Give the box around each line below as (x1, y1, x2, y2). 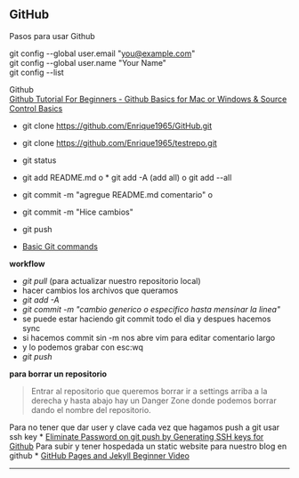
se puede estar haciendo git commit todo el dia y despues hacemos (21, 313, 271, 324)
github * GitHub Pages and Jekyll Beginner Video (9, 450, 190, 461)
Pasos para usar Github (9, 30, 95, 41)
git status (21, 155, 57, 166)
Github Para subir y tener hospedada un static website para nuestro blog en (9, 441, 287, 451)
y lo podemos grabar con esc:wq (21, 342, 144, 352)
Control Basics (9, 102, 63, 114)
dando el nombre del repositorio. (30, 404, 151, 415)
